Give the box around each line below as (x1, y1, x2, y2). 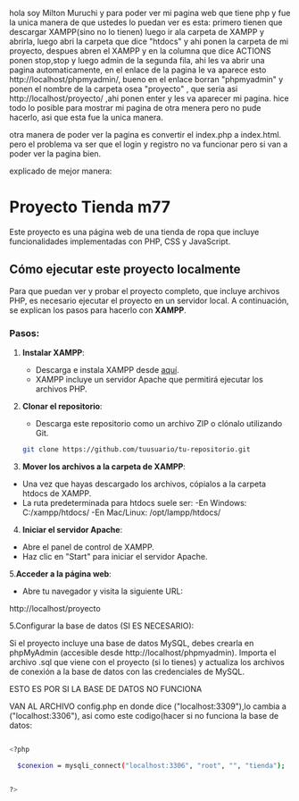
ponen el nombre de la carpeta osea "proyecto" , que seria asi (9, 84, 238, 94)
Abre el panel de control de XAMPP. (21, 541, 154, 552)
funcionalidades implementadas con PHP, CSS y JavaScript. (9, 236, 231, 247)
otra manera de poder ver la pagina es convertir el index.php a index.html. (9, 130, 282, 139)
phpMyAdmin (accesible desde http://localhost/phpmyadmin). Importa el (9, 647, 277, 658)
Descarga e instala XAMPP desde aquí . (35, 365, 180, 375)
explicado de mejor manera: (9, 165, 112, 176)
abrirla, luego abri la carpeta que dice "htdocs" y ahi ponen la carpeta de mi (9, 36, 288, 46)
